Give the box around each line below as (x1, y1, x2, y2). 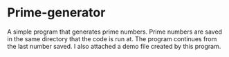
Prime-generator (7, 5, 106, 21)
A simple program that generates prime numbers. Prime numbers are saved (7, 27, 223, 36)
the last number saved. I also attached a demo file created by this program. (7, 42, 221, 50)
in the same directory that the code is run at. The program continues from (7, 34, 217, 43)
